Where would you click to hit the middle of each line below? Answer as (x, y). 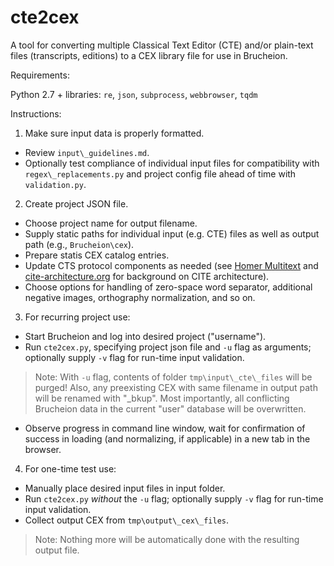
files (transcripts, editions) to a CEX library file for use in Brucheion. (149, 55)
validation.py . (55, 184)
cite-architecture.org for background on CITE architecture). (147, 276)
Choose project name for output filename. (111, 223)
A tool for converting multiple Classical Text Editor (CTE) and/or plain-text (162, 45)
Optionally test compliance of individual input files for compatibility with (172, 163)
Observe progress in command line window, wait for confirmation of (165, 428)
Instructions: (36, 113)
